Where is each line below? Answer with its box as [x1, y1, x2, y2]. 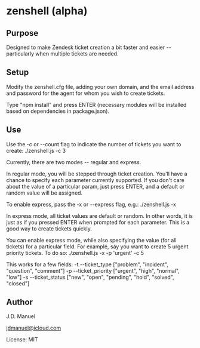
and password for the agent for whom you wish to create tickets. [6, 90, 165, 97]
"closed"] [6, 279, 30, 287]
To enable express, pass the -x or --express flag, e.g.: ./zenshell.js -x [6, 201, 176, 208]
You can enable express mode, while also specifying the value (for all [6, 236, 177, 244]
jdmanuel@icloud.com [6, 324, 61, 332]
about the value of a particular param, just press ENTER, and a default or [6, 183, 185, 190]
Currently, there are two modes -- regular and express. [6, 158, 141, 165]
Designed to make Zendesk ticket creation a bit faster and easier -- [6, 44, 171, 51]
